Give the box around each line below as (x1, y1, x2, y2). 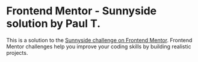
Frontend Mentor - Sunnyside (6, 4, 157, 18)
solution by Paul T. (6, 17, 101, 30)
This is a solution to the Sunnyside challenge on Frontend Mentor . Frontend (6, 36, 193, 44)
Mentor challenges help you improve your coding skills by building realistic (6, 43, 191, 50)
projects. (6, 49, 28, 56)
